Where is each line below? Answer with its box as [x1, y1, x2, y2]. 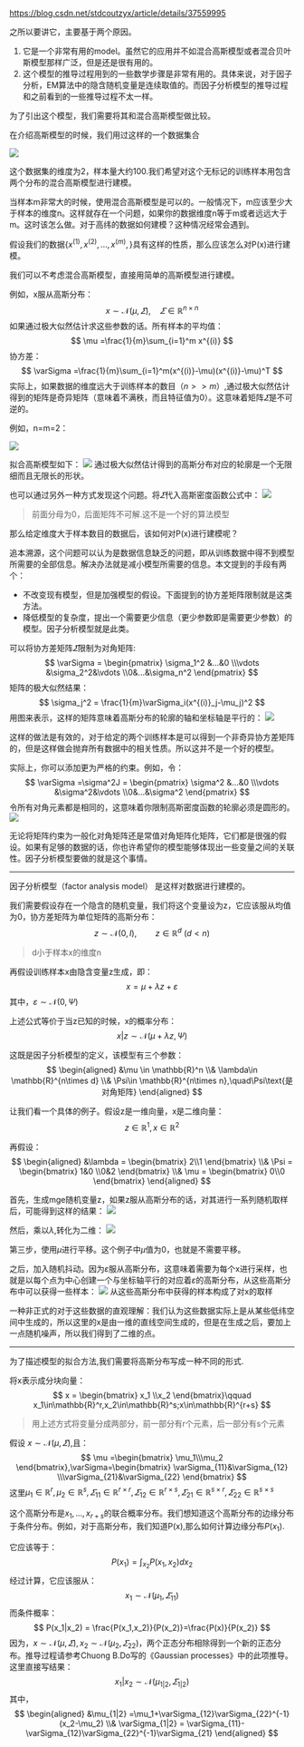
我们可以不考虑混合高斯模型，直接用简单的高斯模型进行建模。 [9, 269, 240, 280]
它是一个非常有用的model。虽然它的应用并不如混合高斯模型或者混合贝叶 [22, 45, 292, 56]
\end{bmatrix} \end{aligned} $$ [93, 1175, 211, 1186]
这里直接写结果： [9, 1662, 73, 1673]
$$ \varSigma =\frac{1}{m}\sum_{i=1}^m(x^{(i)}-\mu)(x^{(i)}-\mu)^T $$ [21, 366, 283, 376]
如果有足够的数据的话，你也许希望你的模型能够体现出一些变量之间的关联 [24, 842, 295, 853]
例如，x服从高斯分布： [9, 288, 93, 299]
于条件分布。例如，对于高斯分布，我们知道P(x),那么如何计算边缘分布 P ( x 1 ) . [9, 1520, 285, 1534]
